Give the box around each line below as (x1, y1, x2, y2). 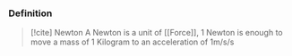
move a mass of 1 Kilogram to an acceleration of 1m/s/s (30, 36, 235, 47)
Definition (8, 7, 53, 20)
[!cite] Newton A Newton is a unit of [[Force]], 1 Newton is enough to (30, 28, 283, 38)
